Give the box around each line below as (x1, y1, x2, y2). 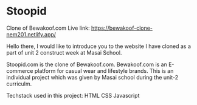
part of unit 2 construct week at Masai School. (6, 49, 122, 56)
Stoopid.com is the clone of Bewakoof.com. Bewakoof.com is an (6, 61, 167, 68)
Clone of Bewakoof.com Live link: (6, 24, 90, 32)
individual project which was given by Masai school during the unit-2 (6, 73, 179, 81)
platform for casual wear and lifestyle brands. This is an (34, 67, 174, 74)
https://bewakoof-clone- (91, 24, 153, 32)
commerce (6, 67, 33, 74)
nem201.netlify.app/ (6, 30, 57, 38)
